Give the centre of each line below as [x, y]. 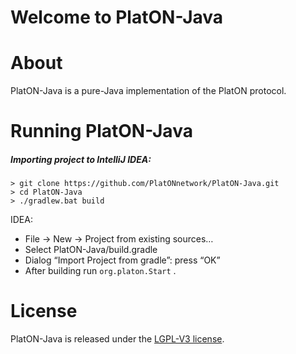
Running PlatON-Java [101, 131]
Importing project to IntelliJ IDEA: [81, 159]
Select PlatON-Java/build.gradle [91, 250]
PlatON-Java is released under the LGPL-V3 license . [117, 339]
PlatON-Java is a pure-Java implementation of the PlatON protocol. [148, 91]
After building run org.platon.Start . [100, 271]
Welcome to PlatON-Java [117, 17]
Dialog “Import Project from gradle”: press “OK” [122, 260]
